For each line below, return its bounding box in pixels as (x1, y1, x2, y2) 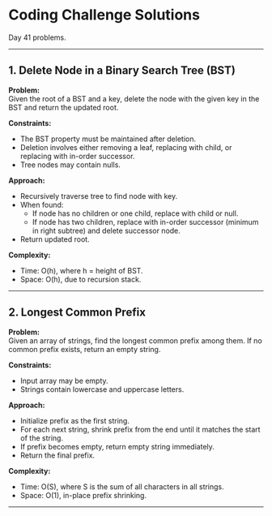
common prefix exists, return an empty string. (8, 344, 161, 354)
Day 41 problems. (8, 32, 66, 42)
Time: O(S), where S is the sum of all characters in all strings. (19, 481, 224, 492)
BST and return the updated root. (8, 102, 119, 112)
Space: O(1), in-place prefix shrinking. (19, 490, 147, 500)
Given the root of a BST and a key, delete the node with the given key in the (8, 93, 260, 103)
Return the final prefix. (19, 450, 96, 460)
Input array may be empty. (19, 376, 108, 385)
